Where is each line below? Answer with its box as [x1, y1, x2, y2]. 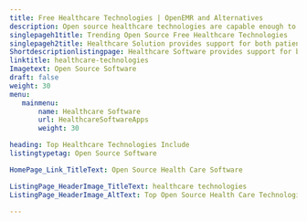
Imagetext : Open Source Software [9, 65, 137, 74]
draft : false [9, 73, 59, 82]
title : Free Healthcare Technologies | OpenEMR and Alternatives [9, 13, 263, 23]
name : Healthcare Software [37, 107, 142, 116]
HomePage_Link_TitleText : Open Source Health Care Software [9, 165, 244, 174]
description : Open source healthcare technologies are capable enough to [9, 22, 297, 31]
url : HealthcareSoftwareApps [37, 115, 149, 124]
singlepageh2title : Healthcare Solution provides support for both [9, 38, 272, 48]
